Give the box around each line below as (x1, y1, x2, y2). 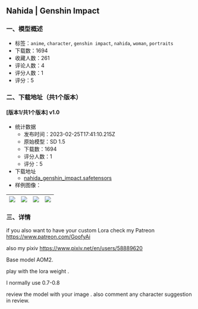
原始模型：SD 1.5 (23, 138, 65, 145)
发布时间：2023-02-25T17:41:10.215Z (23, 130, 116, 137)
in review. (6, 297, 30, 304)
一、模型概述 (6, 25, 43, 33)
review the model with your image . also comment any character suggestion (6, 291, 192, 298)
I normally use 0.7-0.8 (6, 279, 60, 286)
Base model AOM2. (6, 256, 54, 263)
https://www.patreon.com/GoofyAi (6, 233, 91, 241)
